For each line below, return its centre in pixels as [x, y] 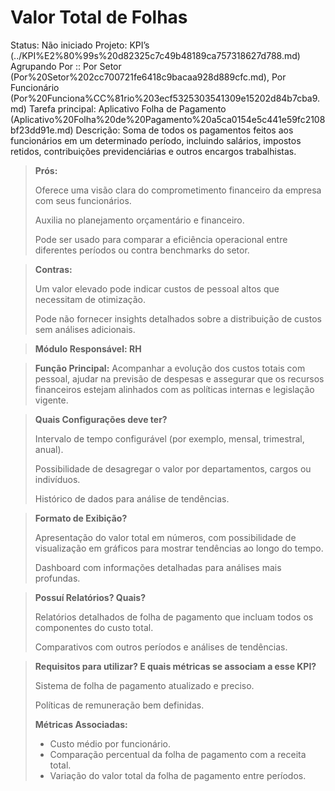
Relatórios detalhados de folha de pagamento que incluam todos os [174, 617]
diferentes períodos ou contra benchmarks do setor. [142, 250]
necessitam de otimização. [90, 299]
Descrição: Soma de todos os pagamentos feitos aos [184, 130]
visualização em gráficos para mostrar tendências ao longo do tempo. [179, 548]
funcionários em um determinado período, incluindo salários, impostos [156, 140]
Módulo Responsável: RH [88, 348]
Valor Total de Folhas [99, 17]
